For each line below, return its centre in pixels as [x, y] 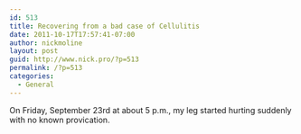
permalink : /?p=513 [46, 68]
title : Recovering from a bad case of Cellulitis [105, 26]
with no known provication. [60, 120]
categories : [32, 76]
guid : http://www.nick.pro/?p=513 [75, 59]
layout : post [34, 51]
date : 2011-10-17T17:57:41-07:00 [72, 34]
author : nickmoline [46, 43]
